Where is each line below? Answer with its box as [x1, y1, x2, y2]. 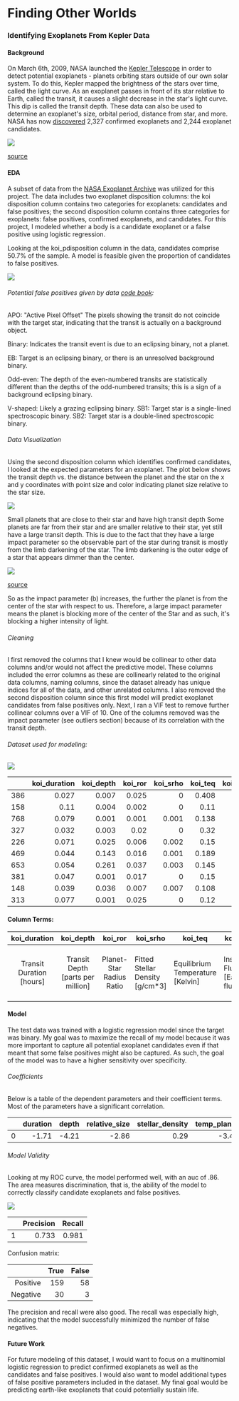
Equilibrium [174, 958, 211, 968]
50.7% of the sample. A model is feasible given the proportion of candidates [7, 251, 231, 260]
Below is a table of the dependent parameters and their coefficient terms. [7, 1094, 223, 1103]
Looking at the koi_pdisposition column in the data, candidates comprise [7, 243, 220, 252]
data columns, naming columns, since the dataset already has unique [7, 678, 211, 687]
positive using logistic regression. [7, 230, 106, 238]
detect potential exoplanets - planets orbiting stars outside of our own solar [7, 71, 229, 80]
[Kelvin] [174, 976, 201, 986]
